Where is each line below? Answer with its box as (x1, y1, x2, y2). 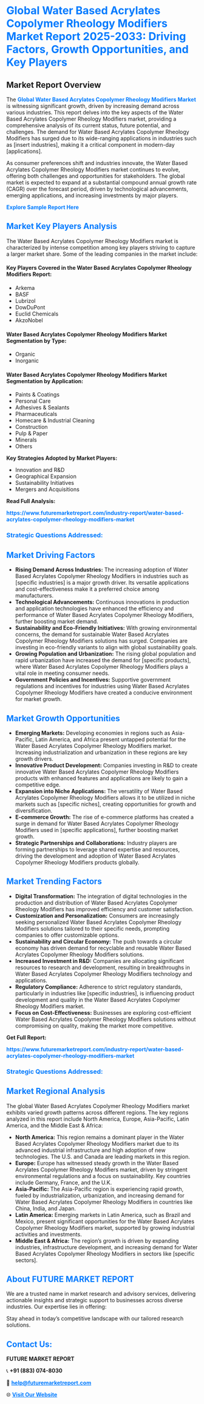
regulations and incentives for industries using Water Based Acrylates (15, 683, 190, 690)
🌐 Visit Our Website (6, 1391, 58, 1399)
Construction (15, 423, 48, 431)
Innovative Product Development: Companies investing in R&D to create (15, 761, 198, 769)
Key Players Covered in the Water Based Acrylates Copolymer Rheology (6, 264, 192, 272)
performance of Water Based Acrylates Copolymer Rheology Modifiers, (15, 612, 194, 619)
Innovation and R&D (15, 467, 65, 474)
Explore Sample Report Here (6, 203, 79, 211)
